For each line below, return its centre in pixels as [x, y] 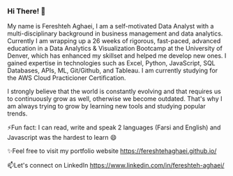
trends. [17, 113]
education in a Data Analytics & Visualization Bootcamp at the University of [115, 49]
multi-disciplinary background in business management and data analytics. [115, 33]
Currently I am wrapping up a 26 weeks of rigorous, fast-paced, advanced [114, 41]
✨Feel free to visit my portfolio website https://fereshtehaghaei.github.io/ [112, 151]
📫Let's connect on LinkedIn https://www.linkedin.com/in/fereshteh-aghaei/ [116, 166]
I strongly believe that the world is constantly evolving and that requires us [114, 91]
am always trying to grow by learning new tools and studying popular [106, 106]
